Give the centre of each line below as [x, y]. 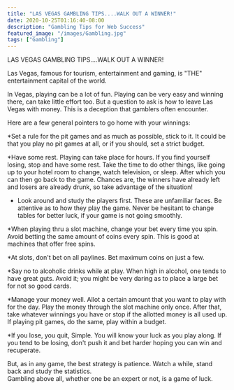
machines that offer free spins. [51, 244]
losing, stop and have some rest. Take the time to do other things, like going [116, 165]
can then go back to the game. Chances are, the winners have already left [114, 180]
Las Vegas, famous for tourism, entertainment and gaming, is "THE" [105, 74]
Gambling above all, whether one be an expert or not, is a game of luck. [110, 379]
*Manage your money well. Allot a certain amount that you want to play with [117, 300]
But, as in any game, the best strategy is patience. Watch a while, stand [110, 364]
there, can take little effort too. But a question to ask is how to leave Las [110, 102]
